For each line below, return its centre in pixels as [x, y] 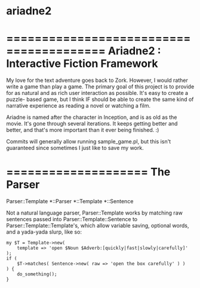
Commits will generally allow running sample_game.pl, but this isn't [89, 142]
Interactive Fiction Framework [82, 64]
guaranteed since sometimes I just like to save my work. [75, 148]
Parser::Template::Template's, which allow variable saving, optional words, [98, 226]
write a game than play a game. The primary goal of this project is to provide [100, 87]
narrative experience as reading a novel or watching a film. [79, 106]
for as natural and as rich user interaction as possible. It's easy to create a [97, 93]
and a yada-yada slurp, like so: [44, 232]
